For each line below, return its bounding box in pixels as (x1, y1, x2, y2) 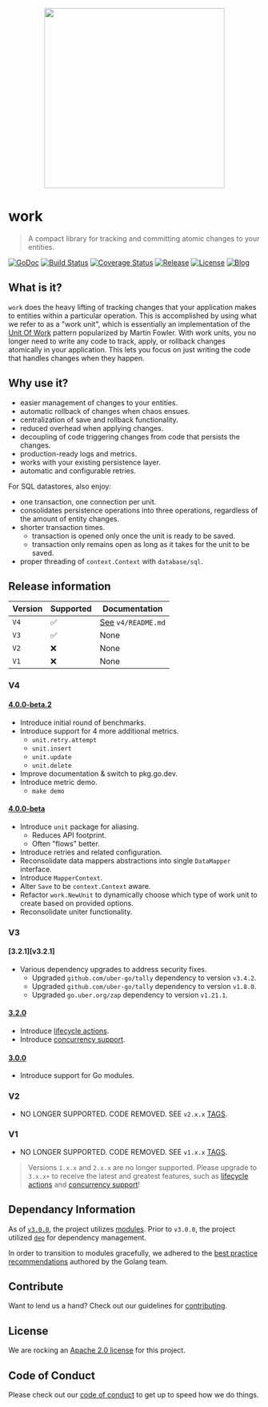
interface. (19, 864, 52, 874)
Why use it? (8, 376, 69, 390)
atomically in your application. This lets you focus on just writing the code (8, 344, 251, 354)
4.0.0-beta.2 (8, 699, 52, 709)
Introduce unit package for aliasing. (19, 822, 139, 831)
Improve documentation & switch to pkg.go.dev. (19, 769, 178, 778)
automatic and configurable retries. (19, 465, 136, 476)
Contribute (8, 1280, 64, 1293)
